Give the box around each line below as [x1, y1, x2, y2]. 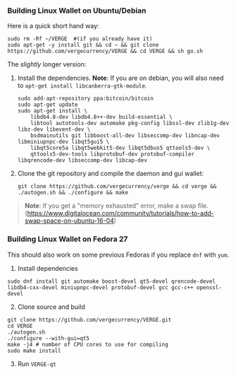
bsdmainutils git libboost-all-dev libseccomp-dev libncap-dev [30, 132, 220, 139]
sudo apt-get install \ [17, 107, 88, 115]
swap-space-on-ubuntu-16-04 [24, 216, 115, 225]
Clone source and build [17, 303, 86, 311]
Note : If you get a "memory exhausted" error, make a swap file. [24, 201, 209, 210]
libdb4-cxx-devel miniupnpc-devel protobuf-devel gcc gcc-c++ [7, 284, 194, 291]
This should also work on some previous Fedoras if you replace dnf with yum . [7, 250, 230, 259]
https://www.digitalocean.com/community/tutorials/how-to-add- [27, 209, 215, 218]
